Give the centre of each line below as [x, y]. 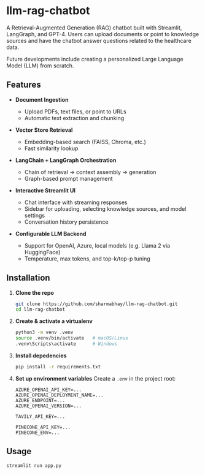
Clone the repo [34, 292]
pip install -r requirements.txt [58, 367]
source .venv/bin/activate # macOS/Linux [72, 338]
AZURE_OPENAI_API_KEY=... [48, 390]
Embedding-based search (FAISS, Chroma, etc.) [85, 142]
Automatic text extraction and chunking [74, 118]
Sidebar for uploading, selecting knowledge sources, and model [105, 208]
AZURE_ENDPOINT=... [40, 400]
